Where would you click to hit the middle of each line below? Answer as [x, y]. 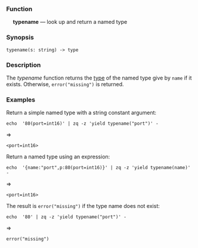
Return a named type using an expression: [58, 157]
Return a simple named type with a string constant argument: [81, 113]
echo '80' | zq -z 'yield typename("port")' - [66, 217]
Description [24, 65]
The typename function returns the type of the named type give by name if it [99, 78]
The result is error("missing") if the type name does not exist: [83, 206]
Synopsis [20, 38]
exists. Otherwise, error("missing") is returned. [65, 84]
